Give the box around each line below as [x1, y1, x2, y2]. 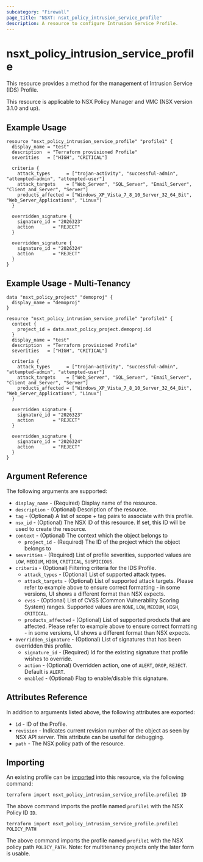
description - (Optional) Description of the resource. [15, 505, 148, 513]
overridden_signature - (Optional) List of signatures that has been [15, 635, 182, 643]
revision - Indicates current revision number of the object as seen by [15, 726, 190, 734]
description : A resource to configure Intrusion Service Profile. [6, 20, 179, 26]
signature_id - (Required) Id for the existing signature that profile [24, 648, 188, 656]
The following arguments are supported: [6, 487, 108, 495]
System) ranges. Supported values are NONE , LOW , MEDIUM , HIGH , [24, 603, 180, 610]
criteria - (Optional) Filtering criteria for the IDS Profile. [15, 564, 157, 571]
